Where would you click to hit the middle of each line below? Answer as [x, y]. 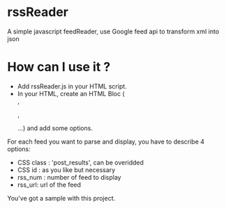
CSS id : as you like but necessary [66, 170]
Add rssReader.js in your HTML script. [72, 86]
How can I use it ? [59, 67]
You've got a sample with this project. [61, 198]
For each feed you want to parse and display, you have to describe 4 [106, 141]
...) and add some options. [55, 128]
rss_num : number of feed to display [69, 177]
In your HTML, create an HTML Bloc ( [71, 93]
